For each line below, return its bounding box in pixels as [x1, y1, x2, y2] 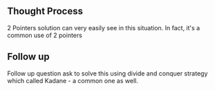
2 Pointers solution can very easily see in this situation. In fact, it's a [7, 23, 200, 32]
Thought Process [7, 5, 83, 17]
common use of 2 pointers [7, 31, 83, 39]
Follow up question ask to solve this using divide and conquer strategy [7, 69, 208, 78]
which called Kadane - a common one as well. [7, 76, 138, 85]
